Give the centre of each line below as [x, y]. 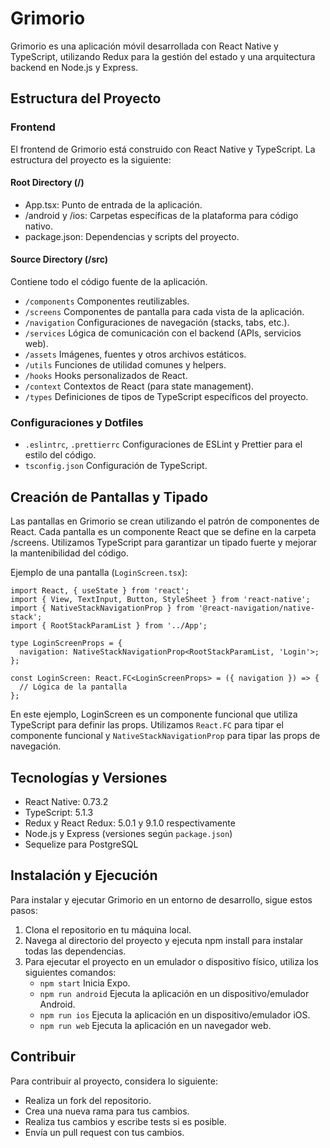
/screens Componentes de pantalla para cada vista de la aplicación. [164, 312]
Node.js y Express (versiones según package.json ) [128, 833]
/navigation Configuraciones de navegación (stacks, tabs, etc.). [157, 323]
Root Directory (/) [47, 183]
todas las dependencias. [75, 951]
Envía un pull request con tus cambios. [104, 1132]
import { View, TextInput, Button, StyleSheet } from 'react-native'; [160, 600]
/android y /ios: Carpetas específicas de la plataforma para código [161, 215]
